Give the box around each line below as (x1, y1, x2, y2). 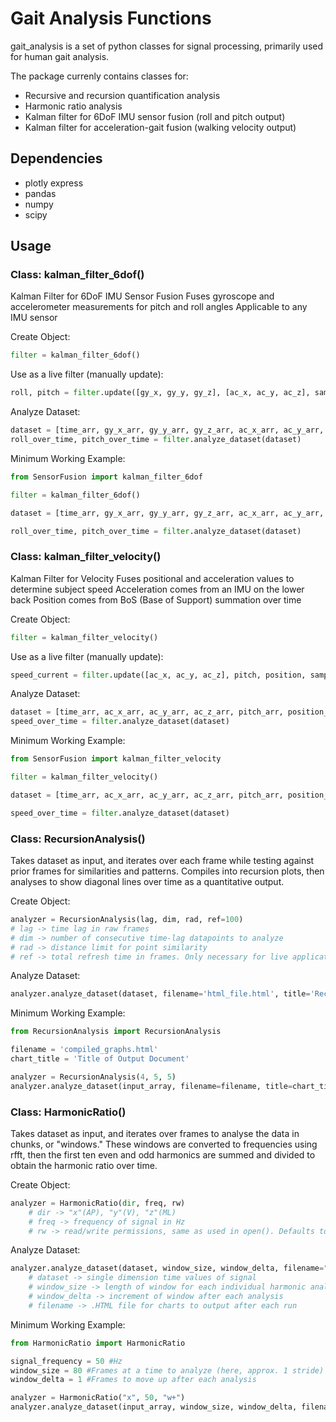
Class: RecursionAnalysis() (10, 832, 146, 846)
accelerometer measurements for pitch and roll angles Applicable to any (10, 301, 308, 313)
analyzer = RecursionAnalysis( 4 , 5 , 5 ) (10, 1072, 177, 1082)
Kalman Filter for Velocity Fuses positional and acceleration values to (10, 572, 295, 584)
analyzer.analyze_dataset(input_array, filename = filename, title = (10, 1081, 293, 1091)
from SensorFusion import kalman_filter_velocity (10, 754, 222, 764)
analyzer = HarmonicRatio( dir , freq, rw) (10, 1198, 186, 1208)
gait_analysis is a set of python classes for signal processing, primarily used (10, 40, 324, 52)
